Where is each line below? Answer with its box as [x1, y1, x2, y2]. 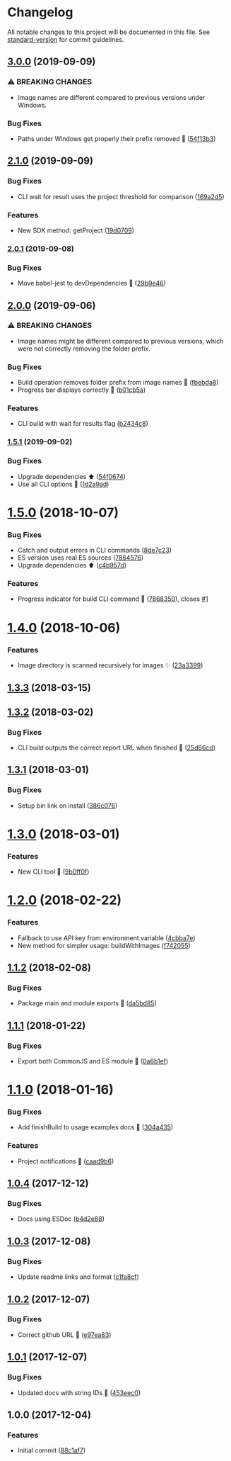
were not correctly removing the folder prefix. [17, 344, 150, 353]
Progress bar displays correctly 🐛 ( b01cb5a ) [17, 385, 146, 394]
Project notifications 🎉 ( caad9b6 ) [17, 1156, 114, 1166]
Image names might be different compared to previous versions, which [17, 337, 224, 345]
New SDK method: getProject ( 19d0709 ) [17, 226, 135, 235]
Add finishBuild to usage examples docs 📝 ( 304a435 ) [17, 1123, 174, 1132]
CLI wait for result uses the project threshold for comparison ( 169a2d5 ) [17, 192, 225, 201]
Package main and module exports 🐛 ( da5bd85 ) [17, 999, 157, 1008]
